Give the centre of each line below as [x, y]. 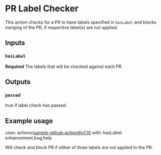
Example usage [29, 121]
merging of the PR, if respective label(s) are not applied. [62, 27]
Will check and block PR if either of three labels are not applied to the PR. [79, 148]
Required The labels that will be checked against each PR [63, 66]
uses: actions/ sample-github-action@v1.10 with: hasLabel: [64, 133]
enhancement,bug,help [29, 138]
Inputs [15, 43]
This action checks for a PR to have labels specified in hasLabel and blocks [81, 22]
